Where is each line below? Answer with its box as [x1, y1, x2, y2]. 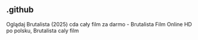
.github [6, 5, 34, 15]
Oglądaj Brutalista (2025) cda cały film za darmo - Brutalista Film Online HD [6, 20, 193, 27]
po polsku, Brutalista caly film [6, 27, 79, 34]
